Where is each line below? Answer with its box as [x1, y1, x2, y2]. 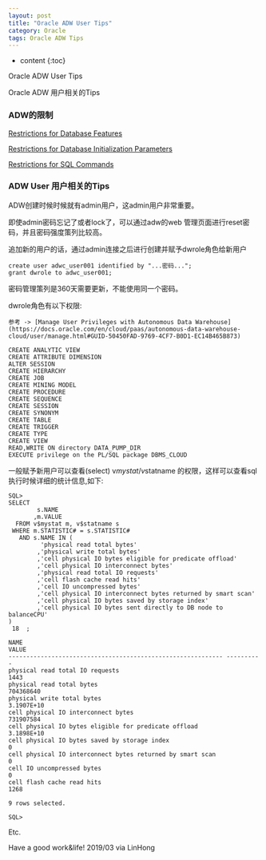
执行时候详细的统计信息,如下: [8, 476, 104, 485]
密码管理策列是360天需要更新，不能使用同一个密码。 [8, 283, 183, 293]
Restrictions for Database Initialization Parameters [8, 144, 173, 153]
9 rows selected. [8, 799, 66, 807]
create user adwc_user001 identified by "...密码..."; [8, 261, 193, 270]
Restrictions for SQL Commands [8, 159, 114, 168]
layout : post [8, 11, 52, 20]
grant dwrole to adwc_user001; [8, 268, 113, 276]
